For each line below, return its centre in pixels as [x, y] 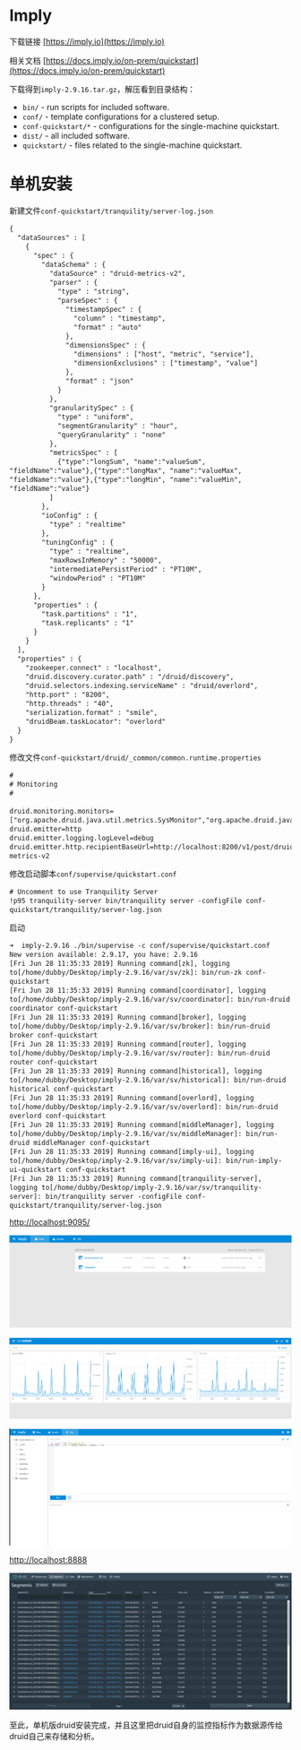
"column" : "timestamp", [120, 318]
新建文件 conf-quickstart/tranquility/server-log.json [111, 211]
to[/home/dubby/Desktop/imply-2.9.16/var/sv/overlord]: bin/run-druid [144, 1107]
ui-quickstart [36, 1169]
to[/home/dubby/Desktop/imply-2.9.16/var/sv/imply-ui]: [116, 1160]
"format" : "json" [100, 381]
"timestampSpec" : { [104, 309]
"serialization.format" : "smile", [92, 712]
